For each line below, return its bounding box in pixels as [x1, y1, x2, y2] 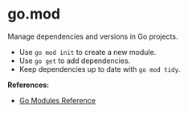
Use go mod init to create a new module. [18, 47, 157, 56]
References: [7, 80, 50, 90]
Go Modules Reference [18, 95, 96, 105]
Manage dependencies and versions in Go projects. [7, 31, 178, 41]
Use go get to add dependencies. [18, 56, 131, 65]
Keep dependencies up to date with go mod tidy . [18, 64, 182, 73]
